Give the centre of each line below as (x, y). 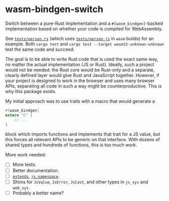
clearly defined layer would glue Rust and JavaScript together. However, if (82, 75)
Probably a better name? (38, 193)
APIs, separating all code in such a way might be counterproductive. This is (83, 86)
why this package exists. (31, 91)
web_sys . (21, 187)
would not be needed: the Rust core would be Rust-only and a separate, (80, 70)
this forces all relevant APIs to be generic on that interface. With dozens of (82, 140)
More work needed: (26, 155)
